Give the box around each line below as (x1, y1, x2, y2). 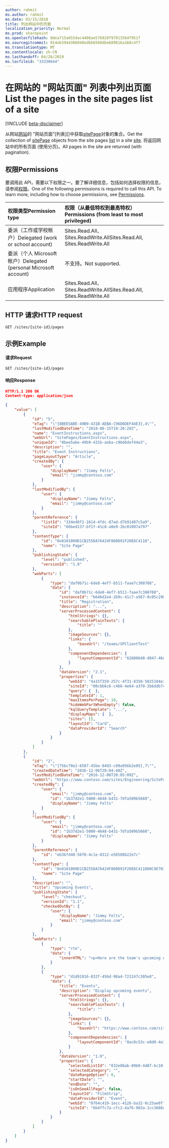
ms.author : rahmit (5, 12, 44, 17)
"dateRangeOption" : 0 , (68, 1072, 116, 1077)
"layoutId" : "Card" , (68, 721, 112, 726)
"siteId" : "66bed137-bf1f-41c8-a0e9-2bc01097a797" (41, 525, 150, 530)
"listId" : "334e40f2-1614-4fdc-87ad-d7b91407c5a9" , (41, 520, 152, 525)
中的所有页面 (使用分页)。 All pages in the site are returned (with (9, 144, 142, 150)
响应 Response (5, 377, 36, 383)
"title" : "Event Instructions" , (32, 450, 100, 455)
